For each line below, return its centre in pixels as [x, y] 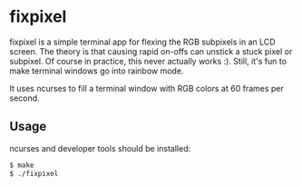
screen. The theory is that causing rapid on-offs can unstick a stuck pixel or [151, 51]
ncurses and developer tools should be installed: [100, 148]
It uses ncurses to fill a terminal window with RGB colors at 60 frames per [146, 88]
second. [24, 98]
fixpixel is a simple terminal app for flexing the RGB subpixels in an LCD [142, 42]
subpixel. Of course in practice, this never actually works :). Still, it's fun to [148, 61]
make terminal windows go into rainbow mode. [97, 71]
